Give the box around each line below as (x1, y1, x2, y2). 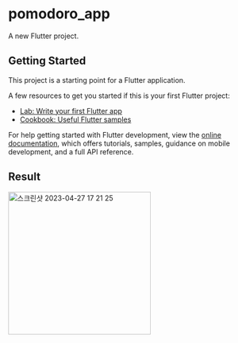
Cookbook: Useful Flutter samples (19, 115, 132, 124)
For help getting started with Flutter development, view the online (8, 130, 222, 139)
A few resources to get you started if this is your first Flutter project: (8, 91, 230, 100)
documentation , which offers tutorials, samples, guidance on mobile (8, 138, 230, 148)
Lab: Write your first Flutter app (19, 106, 123, 115)
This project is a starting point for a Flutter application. (8, 75, 186, 84)
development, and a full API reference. (8, 146, 134, 156)
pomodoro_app (8, 5, 111, 23)
